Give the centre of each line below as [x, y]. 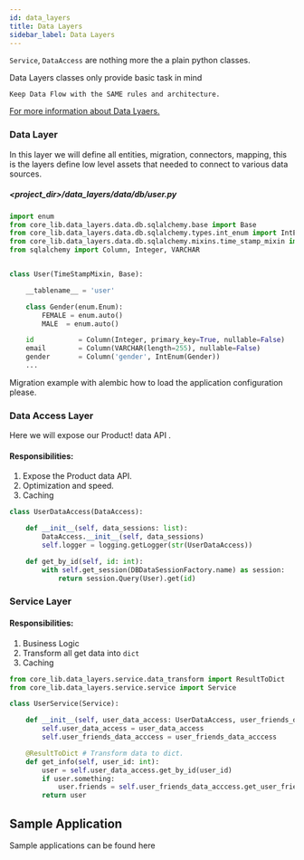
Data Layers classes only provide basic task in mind [106, 78]
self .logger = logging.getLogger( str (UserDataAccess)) [147, 545]
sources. [26, 174]
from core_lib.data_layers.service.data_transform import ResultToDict [147, 679]
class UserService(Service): [64, 704]
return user [65, 796]
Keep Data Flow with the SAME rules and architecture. [115, 95]
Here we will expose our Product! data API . [90, 435]
